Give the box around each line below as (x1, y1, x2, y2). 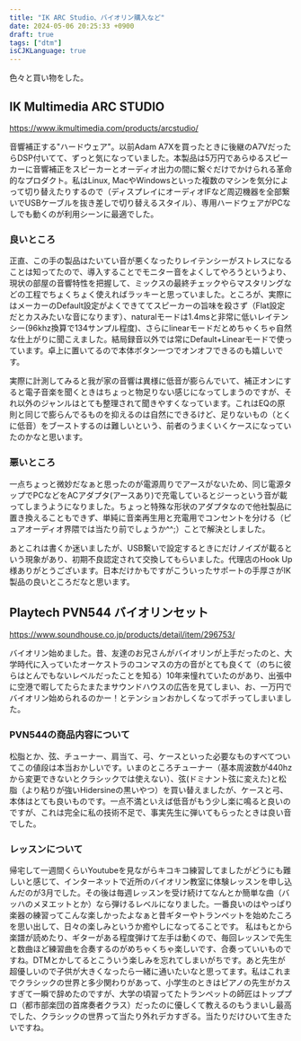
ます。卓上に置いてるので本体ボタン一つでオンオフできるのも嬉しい (24, 345, 276, 356)
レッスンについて (9, 843, 84, 855)
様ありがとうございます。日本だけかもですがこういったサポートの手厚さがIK (9, 565, 292, 576)
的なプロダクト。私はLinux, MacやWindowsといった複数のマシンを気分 (9, 174, 273, 185)
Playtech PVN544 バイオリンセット (9, 604, 209, 620)
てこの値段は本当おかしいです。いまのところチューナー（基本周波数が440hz (9, 762, 293, 772)
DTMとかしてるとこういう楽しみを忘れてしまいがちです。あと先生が (32, 954, 286, 966)
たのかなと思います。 (9, 432, 88, 443)
